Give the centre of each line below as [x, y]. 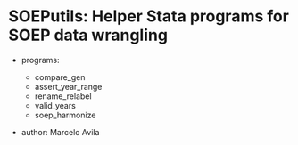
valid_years [55, 105]
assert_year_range [68, 86]
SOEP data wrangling [88, 35]
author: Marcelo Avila [60, 132]
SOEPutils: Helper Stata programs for [149, 16]
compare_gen [60, 77]
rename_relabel [63, 96]
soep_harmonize [65, 115]
